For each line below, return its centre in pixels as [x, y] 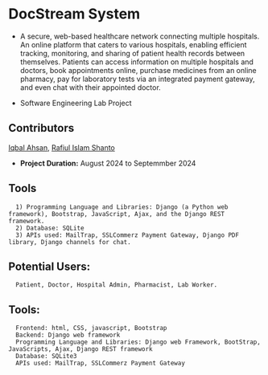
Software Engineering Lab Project [76, 103]
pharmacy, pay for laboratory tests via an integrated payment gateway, [137, 79]
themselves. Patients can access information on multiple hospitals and [136, 62]
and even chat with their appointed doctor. [90, 87]
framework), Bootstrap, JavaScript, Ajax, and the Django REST [117, 214]
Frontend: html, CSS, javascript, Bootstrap [91, 328]
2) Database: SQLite [50, 228]
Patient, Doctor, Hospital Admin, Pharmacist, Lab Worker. [117, 285]
